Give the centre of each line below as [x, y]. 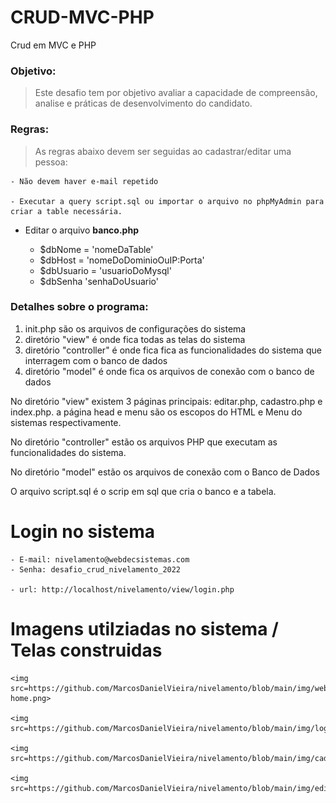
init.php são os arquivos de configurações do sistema [135, 328]
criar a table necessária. [66, 211]
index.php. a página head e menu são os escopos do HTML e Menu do [156, 412]
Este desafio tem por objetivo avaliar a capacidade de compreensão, [176, 93]
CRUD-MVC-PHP [82, 17]
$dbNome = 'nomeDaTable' [96, 249]
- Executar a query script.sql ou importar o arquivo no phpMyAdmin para [167, 201]
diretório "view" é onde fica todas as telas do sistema [135, 339]
